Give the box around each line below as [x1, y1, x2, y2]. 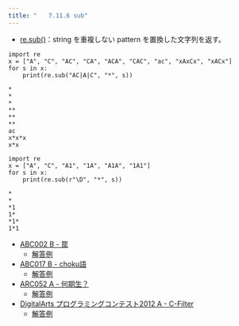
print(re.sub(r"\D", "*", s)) [22, 176, 123, 184]
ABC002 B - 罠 [19, 239, 69, 249]
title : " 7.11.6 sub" [8, 11, 88, 20]
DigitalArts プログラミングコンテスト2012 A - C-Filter [19, 299, 195, 309]
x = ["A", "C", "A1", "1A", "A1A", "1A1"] [8, 161, 151, 169]
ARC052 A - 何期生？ [19, 279, 90, 289]
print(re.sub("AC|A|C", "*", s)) [22, 71, 133, 80]
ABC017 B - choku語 [19, 259, 87, 269]
